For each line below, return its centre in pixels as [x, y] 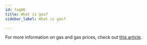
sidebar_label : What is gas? [35, 19]
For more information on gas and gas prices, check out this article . [74, 37]
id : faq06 [15, 10]
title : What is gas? [27, 14]
